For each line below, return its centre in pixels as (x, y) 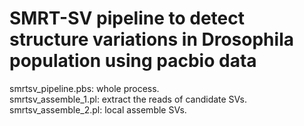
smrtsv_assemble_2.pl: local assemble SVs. (98, 109)
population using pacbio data (133, 61)
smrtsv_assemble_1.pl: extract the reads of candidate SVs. (128, 99)
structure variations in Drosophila (151, 39)
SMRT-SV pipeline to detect (127, 18)
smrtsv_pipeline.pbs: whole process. (84, 88)
